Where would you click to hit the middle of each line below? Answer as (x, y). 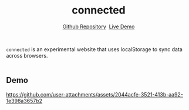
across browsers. (27, 55)
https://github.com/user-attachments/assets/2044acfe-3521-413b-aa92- (95, 94)
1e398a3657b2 (24, 101)
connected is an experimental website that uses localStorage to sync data (95, 49)
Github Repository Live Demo (99, 26)
